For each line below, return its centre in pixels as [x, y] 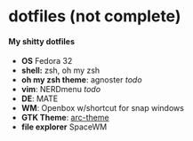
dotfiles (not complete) [95, 16]
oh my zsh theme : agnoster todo [82, 80]
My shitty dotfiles [41, 41]
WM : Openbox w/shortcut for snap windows [102, 108]
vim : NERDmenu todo [61, 90]
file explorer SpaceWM [64, 127]
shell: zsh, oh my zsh [60, 70]
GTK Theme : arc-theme [65, 118]
